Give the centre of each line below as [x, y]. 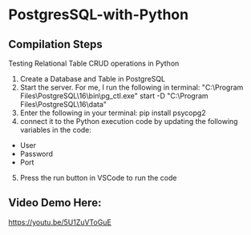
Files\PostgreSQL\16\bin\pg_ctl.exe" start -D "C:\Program [114, 96]
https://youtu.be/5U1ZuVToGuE [60, 222]
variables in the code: [56, 130]
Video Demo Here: [55, 203]
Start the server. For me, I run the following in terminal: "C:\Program [132, 87]
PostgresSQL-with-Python [99, 15]
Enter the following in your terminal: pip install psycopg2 [113, 113]
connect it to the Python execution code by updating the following [129, 121]
